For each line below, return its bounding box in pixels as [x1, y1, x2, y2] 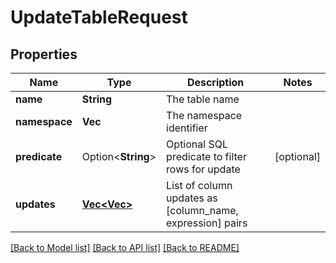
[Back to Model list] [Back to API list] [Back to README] [10, 242, 240, 253]
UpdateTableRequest [10, 6, 188, 29]
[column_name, [166, 204, 239, 217]
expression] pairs [166, 216, 248, 230]
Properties [10, 46, 78, 63]
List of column [166, 179, 233, 192]
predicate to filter [166, 150, 247, 163]
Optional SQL [166, 137, 228, 151]
